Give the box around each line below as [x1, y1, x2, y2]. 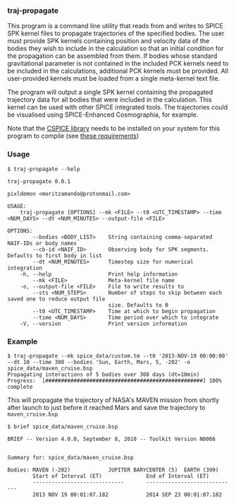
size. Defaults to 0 [108, 301, 169, 309]
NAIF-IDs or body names [7, 240, 77, 247]
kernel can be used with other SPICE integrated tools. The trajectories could [7, 103, 228, 112]
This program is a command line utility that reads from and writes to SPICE [7, 22, 223, 30]
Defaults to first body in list [7, 252, 102, 259]
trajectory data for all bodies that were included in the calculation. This [7, 95, 213, 104]
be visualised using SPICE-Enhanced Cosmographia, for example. [7, 110, 199, 119]
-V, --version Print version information [20, 320, 188, 327]
